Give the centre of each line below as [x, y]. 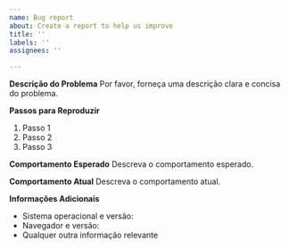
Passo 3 [37, 147]
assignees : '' [36, 51]
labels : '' [29, 42]
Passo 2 [37, 137]
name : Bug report [41, 17]
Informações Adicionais [54, 199]
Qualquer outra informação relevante [90, 235]
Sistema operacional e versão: [78, 216]
